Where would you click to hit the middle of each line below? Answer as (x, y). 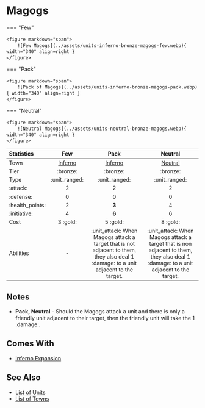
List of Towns (32, 399)
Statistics (21, 154)
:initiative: (21, 213)
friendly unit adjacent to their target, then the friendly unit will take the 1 (105, 318)
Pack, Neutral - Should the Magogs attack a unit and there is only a (100, 311)
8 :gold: (170, 222)
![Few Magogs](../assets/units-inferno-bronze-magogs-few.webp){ (102, 45)
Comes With (31, 344)
